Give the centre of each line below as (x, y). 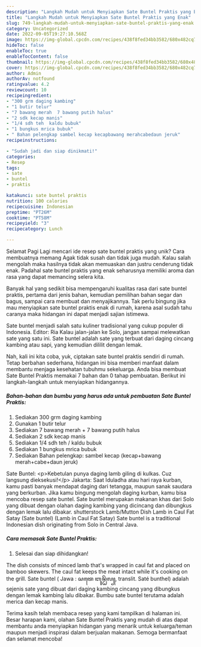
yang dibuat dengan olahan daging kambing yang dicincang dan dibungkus (99, 505)
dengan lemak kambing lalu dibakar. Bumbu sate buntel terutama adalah (95, 595)
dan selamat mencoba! (34, 639)
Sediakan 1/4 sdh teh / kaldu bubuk (58, 443)
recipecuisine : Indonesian (40, 207)
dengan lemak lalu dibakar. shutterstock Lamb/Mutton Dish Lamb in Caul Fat (100, 512)
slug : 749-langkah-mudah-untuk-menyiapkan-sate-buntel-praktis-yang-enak (100, 23)
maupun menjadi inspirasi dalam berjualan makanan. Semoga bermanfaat (97, 632)
